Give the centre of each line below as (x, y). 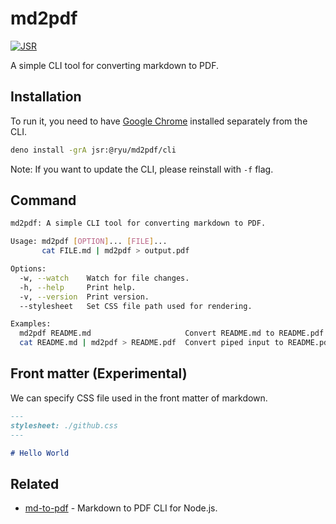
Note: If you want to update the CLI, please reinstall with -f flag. (142, 169)
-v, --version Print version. (84, 297)
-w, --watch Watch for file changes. (104, 278)
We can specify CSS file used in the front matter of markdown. (139, 398)
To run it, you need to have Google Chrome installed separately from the (159, 121)
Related (35, 483)
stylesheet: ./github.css (64, 425)
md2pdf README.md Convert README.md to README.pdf (172, 333)
